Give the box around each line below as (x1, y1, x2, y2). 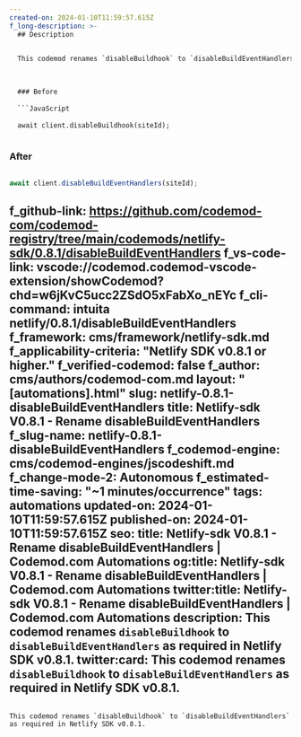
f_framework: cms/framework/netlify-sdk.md (9, 329, 271, 345)
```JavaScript (17, 104, 70, 113)
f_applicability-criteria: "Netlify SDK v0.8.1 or (9, 343, 267, 359)
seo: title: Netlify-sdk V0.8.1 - (109, 526, 278, 541)
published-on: (109, 512, 192, 527)
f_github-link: (9, 203, 87, 218)
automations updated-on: (9, 497, 156, 513)
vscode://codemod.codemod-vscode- (36, 259, 257, 275)
